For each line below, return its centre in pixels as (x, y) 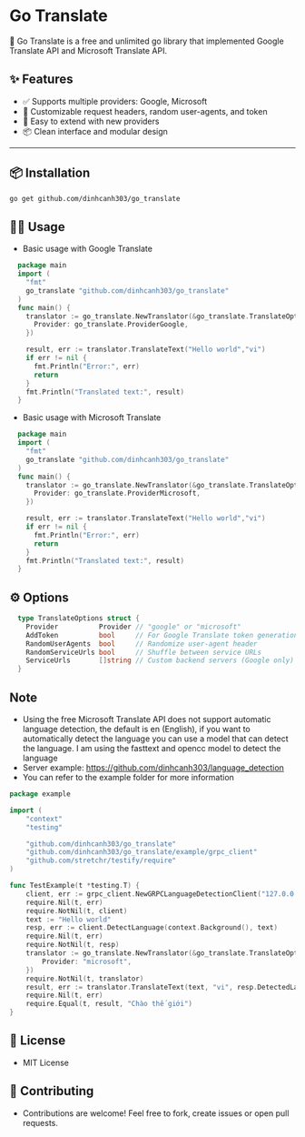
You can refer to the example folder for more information (128, 777)
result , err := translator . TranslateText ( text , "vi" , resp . (142, 987)
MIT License (46, 1062)
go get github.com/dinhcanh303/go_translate (95, 198)
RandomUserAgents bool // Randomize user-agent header (142, 644)
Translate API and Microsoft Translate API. (89, 50)
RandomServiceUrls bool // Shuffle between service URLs (143, 652)
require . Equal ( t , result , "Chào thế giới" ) (109, 1004)
